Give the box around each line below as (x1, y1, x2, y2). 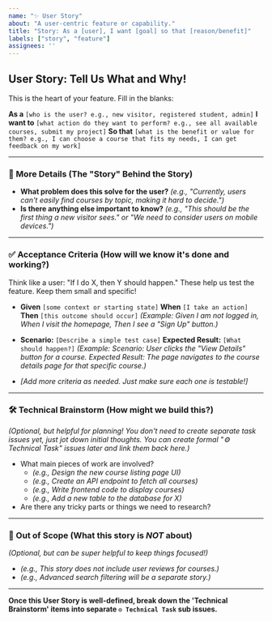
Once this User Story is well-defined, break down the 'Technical (8, 596, 228, 606)
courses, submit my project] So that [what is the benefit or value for (8, 126, 255, 136)
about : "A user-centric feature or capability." (8, 19, 176, 28)
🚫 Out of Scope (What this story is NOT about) (8, 530, 193, 541)
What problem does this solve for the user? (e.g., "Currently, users (19, 187, 247, 197)
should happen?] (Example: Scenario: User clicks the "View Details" (19, 343, 246, 353)
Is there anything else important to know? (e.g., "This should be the (19, 204, 249, 214)
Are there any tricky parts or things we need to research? (19, 501, 211, 511)
